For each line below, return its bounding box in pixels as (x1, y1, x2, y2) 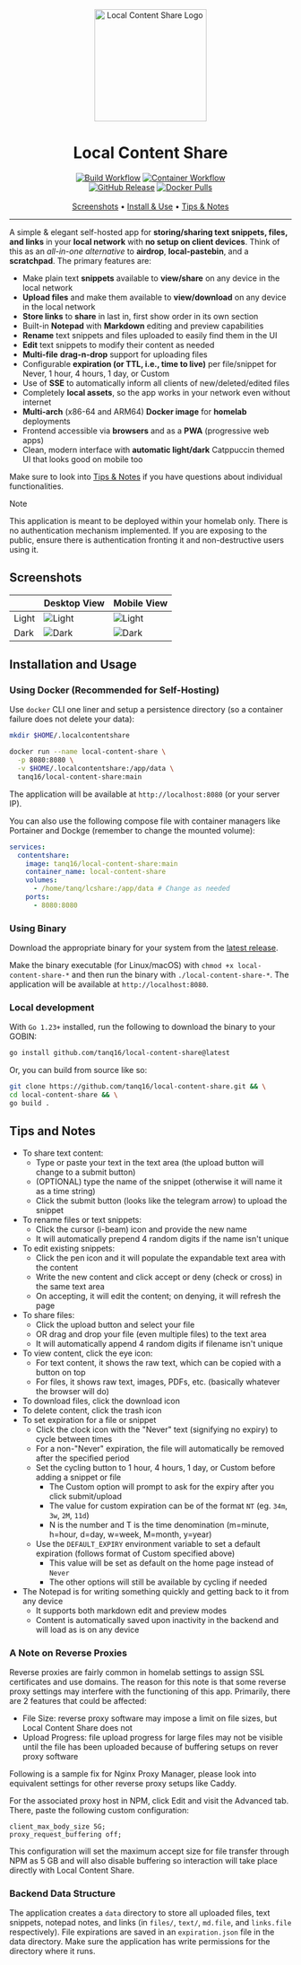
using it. (9, 544, 39, 555)
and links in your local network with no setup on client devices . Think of (9, 236, 280, 247)
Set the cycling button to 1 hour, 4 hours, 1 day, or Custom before (35, 1462, 276, 1472)
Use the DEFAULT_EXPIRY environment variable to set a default (35, 1538, 262, 1549)
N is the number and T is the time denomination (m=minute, (48, 1519, 270, 1530)
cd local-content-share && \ (9, 1090, 118, 1100)
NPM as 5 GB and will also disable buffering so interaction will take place (9, 1856, 278, 1866)
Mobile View (113, 597, 168, 609)
